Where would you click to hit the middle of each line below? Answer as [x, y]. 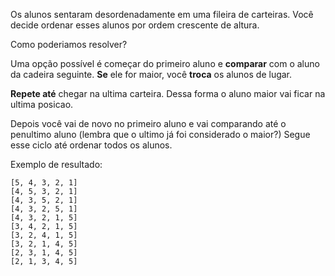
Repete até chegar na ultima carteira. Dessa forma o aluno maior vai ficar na [168, 93]
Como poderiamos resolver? [69, 44]
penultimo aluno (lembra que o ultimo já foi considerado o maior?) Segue [160, 134]
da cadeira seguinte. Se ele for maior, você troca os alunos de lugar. [151, 74]
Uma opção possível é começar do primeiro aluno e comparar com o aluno [165, 63]
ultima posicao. [42, 104]
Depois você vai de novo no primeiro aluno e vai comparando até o [148, 123]
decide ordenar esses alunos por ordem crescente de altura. [135, 25]
